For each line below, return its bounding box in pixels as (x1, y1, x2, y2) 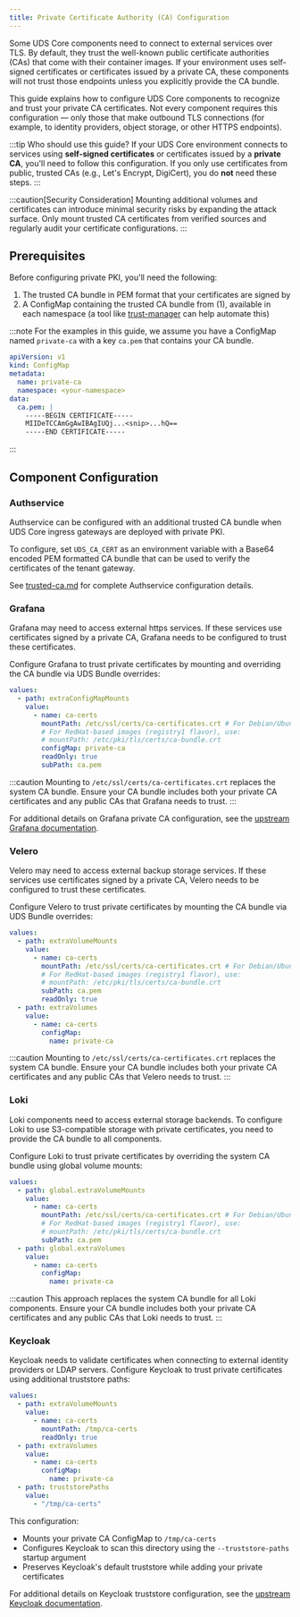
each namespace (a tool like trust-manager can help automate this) (21, 309, 270, 319)
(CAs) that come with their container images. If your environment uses (9, 56, 268, 67)
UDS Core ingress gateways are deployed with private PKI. (9, 526, 225, 537)
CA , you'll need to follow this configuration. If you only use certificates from (9, 157, 288, 168)
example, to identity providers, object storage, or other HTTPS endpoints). (9, 122, 283, 132)
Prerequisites (9, 249, 86, 264)
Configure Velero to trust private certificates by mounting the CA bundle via (9, 902, 287, 912)
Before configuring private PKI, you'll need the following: (9, 272, 218, 283)
